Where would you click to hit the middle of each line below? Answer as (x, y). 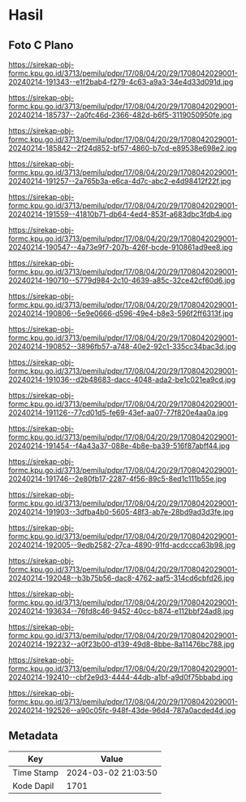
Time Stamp (36, 773)
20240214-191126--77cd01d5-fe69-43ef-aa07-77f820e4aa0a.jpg (119, 412)
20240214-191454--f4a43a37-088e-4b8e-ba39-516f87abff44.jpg (119, 446)
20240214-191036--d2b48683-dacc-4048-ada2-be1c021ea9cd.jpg (122, 379)
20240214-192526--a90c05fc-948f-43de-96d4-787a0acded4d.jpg (122, 710)
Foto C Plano (41, 45)
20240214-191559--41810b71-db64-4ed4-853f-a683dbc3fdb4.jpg (120, 214)
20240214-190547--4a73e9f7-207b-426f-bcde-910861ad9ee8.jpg (121, 247)
